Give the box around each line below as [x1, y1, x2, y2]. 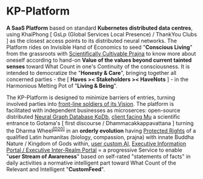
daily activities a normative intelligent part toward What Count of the [6, 159, 177, 166]
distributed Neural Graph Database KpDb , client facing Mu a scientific [6, 113, 181, 120]
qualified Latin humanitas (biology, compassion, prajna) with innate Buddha [6, 133, 194, 140]
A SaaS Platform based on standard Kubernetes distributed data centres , [6, 24, 193, 31]
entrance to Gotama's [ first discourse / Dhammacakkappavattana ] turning [6, 119, 194, 126]
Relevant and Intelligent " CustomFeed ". [6, 165, 105, 173]
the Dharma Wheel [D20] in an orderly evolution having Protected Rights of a [6, 126, 196, 134]
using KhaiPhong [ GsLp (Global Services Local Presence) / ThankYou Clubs [6, 30, 197, 37]
